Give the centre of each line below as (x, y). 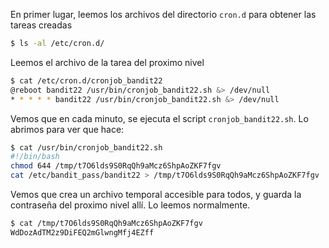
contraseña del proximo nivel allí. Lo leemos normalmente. (130, 205)
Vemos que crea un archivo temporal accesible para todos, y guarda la (156, 194)
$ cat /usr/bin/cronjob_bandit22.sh (86, 147)
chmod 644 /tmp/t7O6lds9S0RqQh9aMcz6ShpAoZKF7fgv (116, 166)
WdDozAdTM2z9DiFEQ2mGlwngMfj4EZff (82, 232)
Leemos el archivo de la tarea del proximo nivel (107, 62)
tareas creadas (41, 25)
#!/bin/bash (35, 157)
